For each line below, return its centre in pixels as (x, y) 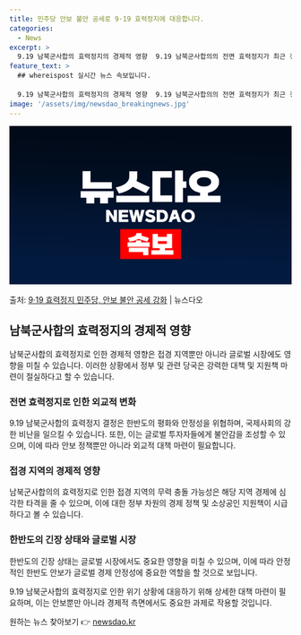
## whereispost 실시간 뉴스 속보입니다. (84, 76)
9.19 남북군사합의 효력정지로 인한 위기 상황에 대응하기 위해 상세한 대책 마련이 (143, 591)
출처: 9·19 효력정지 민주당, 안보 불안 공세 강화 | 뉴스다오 (106, 300)
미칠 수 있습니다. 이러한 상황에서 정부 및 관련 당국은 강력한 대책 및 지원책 (152, 365)
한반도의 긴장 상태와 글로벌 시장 (73, 540)
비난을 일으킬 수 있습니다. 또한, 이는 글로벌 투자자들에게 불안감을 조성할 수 (147, 434)
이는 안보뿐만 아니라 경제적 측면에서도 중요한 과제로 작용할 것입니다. (154, 602)
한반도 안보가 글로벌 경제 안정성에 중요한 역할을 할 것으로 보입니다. (142, 572)
